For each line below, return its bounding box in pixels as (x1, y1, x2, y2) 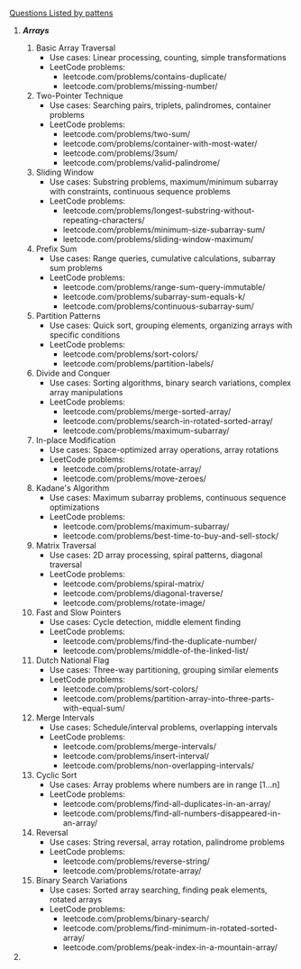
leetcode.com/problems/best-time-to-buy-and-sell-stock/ (62, 530, 279, 541)
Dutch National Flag (35, 655, 110, 666)
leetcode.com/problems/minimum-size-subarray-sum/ (62, 224, 266, 235)
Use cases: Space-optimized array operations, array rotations (49, 445, 279, 455)
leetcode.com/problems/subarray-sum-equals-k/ (62, 292, 246, 302)
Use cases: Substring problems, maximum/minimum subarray (49, 177, 278, 187)
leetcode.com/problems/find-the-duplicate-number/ (62, 636, 257, 647)
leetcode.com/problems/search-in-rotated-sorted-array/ (62, 416, 273, 426)
